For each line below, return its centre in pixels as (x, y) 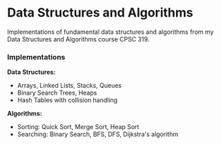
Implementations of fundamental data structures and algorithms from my (110, 32)
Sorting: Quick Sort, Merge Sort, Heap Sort (78, 127)
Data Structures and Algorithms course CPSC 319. (78, 39)
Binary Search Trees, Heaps (57, 93)
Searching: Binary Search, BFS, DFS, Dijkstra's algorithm (97, 134)
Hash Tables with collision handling (67, 100)
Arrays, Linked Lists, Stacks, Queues (69, 86)
